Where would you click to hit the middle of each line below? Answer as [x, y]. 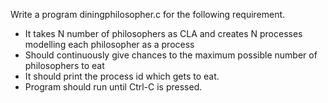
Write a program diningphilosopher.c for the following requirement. [148, 14]
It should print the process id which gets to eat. [122, 76]
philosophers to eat [64, 65]
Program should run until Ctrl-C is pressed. [113, 87]
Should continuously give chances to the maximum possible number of [171, 55]
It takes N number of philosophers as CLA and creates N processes [163, 33]
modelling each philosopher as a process [109, 44]
